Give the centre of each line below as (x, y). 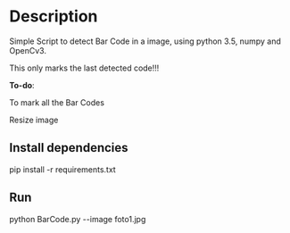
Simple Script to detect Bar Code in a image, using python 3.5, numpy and (145, 41)
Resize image (34, 120)
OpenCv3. (28, 50)
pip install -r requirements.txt (62, 169)
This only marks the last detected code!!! (84, 68)
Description (54, 17)
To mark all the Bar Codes (57, 102)
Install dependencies (69, 148)
